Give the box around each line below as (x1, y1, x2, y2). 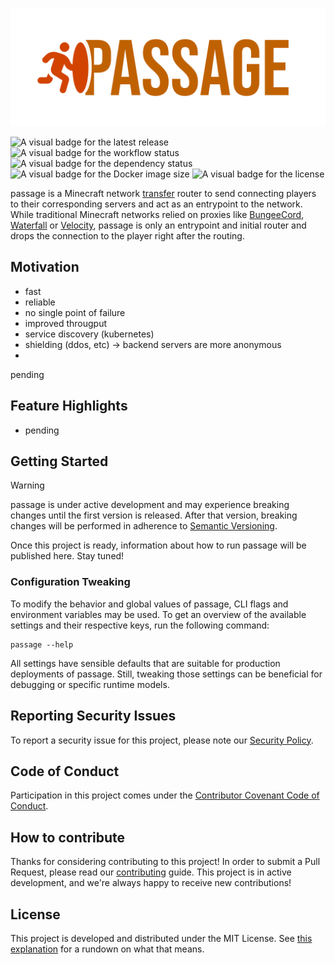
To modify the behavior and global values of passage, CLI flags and (10, 598, 289, 610)
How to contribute (10, 829, 126, 846)
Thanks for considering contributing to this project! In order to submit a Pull (10, 856, 321, 868)
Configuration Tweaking (10, 575, 131, 589)
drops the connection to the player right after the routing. (10, 230, 245, 242)
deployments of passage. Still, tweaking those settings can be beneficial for (10, 668, 323, 680)
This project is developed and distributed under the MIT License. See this (10, 932, 313, 944)
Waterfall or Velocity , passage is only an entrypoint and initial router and (10, 219, 307, 231)
